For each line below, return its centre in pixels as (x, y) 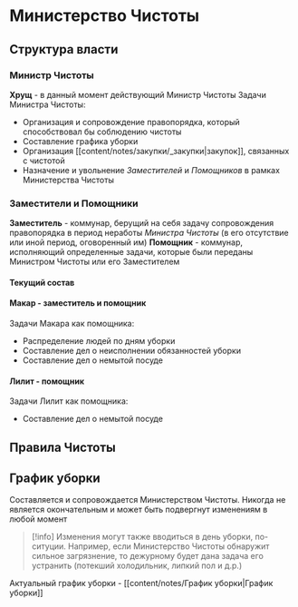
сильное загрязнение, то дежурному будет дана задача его (148, 556)
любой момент (38, 519)
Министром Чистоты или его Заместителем (95, 262)
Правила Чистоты (62, 447)
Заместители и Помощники (74, 203)
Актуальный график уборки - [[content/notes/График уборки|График (141, 583)
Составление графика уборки (80, 141)
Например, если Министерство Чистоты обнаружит (168, 546)
